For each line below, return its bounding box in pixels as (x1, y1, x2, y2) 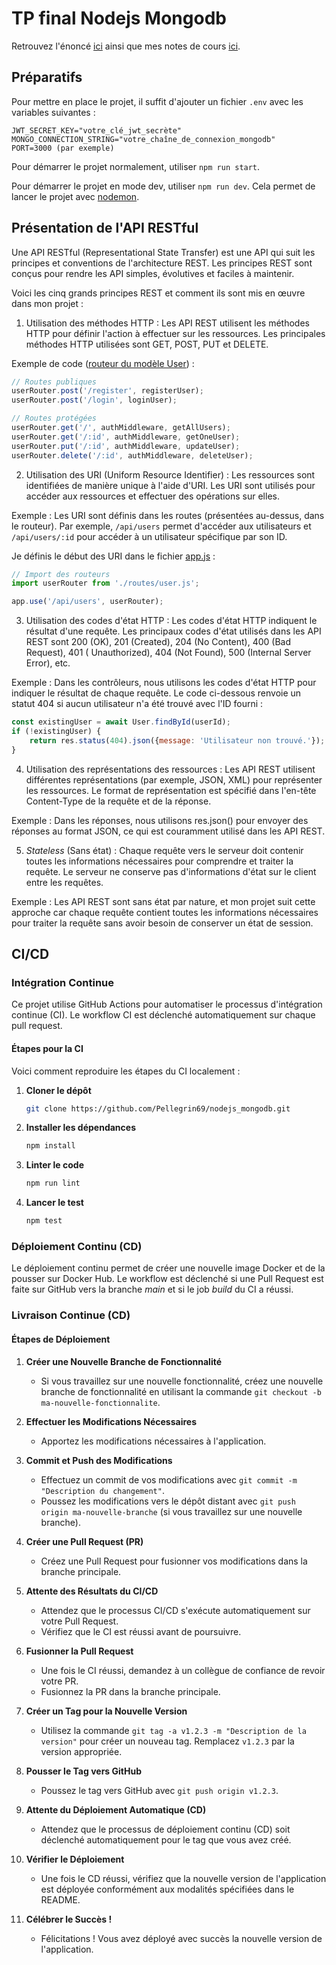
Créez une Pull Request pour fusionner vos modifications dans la (40, 1555, 308, 1567)
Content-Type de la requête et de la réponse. (25, 795, 212, 807)
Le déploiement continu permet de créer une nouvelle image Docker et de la (11, 1262, 326, 1274)
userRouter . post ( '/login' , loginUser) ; (11, 395, 178, 406)
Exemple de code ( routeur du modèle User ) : (11, 357, 195, 369)
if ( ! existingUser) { (11, 727, 102, 737)
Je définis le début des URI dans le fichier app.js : (11, 550, 216, 562)
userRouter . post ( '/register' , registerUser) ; (11, 386, 204, 396)
